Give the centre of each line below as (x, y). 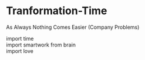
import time (20, 38)
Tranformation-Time (57, 11)
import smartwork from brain (41, 45)
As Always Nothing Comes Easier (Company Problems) (73, 27)
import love (20, 51)
